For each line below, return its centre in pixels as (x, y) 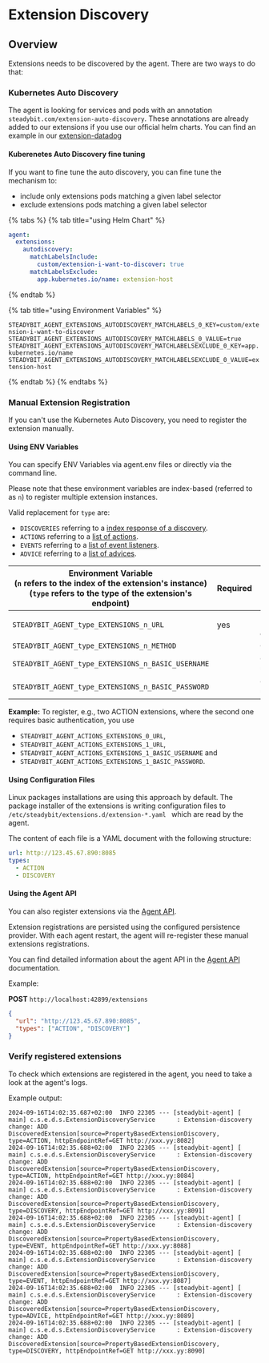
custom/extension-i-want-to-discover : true (110, 264)
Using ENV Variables (43, 447)
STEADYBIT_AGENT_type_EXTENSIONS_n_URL (88, 625)
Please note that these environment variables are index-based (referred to (130, 489)
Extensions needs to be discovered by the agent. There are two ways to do (132, 63)
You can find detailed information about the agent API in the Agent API (124, 959)
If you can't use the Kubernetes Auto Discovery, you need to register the (128, 420)
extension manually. (41, 428)
